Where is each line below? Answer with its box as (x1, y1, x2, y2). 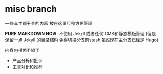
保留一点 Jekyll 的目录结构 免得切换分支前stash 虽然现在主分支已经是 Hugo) (5, 37, 159, 43)
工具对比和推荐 (12, 64, 43, 70)
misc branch (5, 3, 57, 15)
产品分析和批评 (12, 57, 43, 63)
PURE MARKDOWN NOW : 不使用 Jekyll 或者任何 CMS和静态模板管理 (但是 (5, 30, 156, 36)
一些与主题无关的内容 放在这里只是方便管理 (5, 20, 92, 26)
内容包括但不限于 (5, 47, 40, 53)
